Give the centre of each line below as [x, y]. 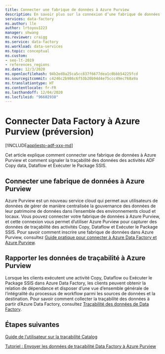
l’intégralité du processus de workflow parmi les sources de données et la [80, 293]
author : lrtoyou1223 [26, 28]
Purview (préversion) [49, 132]
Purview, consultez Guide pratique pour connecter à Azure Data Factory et [81, 237]
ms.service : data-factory [32, 42]
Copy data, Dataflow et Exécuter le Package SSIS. [56, 165]
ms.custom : [16, 56]
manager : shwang [22, 33]
